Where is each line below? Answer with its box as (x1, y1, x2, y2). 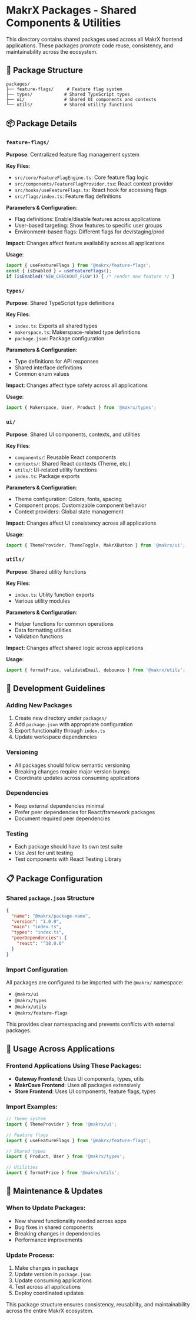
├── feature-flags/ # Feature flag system (6, 86, 122, 92)
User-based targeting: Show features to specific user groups (14, 222, 162, 229)
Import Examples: (6, 1103, 58, 1111)
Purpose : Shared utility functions (6, 568, 87, 575)
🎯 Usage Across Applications (6, 1044, 115, 1054)
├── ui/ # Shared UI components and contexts (6, 96, 157, 102)
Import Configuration (6, 965, 68, 974)
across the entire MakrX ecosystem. (6, 1307, 94, 1314)
